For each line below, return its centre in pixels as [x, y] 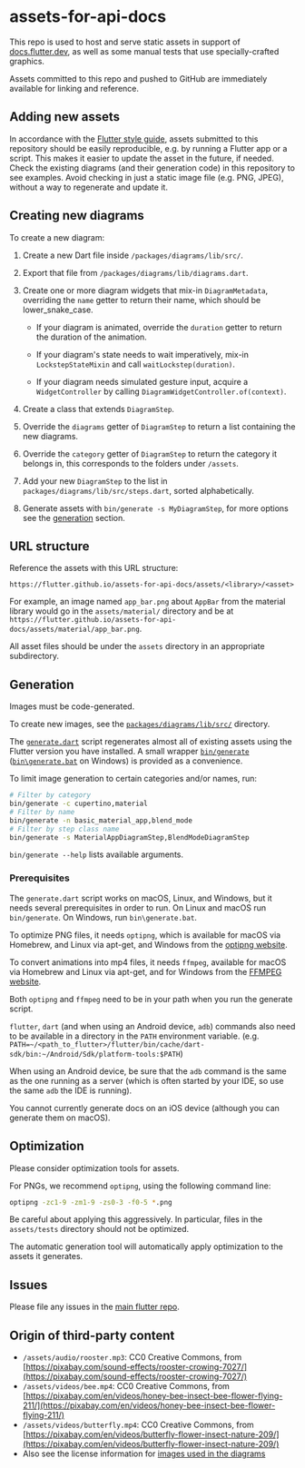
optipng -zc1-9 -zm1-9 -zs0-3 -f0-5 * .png [91, 1202]
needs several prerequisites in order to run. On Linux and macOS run [138, 907]
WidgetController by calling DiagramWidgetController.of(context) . [161, 391]
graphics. [27, 61]
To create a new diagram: [57, 237]
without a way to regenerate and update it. [89, 187]
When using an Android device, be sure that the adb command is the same [148, 1071]
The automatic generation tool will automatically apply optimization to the [146, 1246]
